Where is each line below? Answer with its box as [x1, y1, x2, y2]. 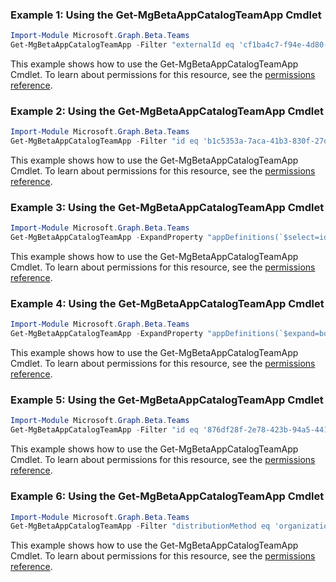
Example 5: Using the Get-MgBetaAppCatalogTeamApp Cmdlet [10, 393, 324, 407]
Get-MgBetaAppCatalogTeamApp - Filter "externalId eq [10, 40, 235, 50]
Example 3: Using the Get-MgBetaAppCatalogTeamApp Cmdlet [10, 201, 325, 215]
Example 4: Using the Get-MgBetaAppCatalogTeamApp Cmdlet [10, 297, 325, 311]
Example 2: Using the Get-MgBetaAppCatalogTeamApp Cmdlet [10, 104, 324, 118]
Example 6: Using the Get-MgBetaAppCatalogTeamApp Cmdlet [10, 489, 325, 503]
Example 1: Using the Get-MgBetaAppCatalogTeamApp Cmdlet [10, 8, 322, 22]
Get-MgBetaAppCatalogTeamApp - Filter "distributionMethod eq [10, 521, 271, 532]
